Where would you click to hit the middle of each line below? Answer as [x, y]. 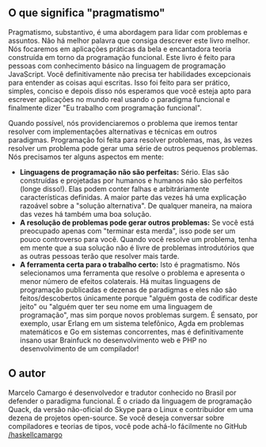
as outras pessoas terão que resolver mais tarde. [99, 256]
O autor [27, 374]
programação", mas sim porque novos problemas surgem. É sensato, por [139, 315]
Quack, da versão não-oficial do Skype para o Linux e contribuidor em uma [131, 409]
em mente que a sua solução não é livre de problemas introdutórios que [137, 248]
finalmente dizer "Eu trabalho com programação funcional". [105, 108]
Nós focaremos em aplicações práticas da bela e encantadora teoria [120, 49]
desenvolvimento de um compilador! [79, 348]
